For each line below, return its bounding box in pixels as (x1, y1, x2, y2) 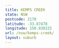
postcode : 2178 (5, 16, 37, 21)
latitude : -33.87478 (5, 21, 48, 26)
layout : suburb (5, 35, 37, 40)
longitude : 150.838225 (5, 26, 52, 31)
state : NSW (5, 12, 28, 17)
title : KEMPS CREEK (5, 7, 46, 12)
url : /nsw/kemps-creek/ (5, 30, 55, 35)
